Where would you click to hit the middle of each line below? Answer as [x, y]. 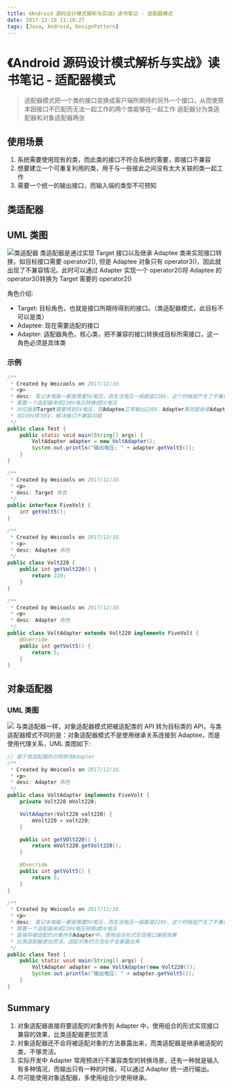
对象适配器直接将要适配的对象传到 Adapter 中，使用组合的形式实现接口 [118, 1025]
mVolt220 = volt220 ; [61, 820]
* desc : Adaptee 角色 [40, 550]
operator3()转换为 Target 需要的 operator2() [70, 279]
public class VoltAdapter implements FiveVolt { [78, 796]
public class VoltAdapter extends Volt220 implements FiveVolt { [103, 633]
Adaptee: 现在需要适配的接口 [58, 326]
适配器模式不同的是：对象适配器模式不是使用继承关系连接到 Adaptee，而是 [114, 735]
